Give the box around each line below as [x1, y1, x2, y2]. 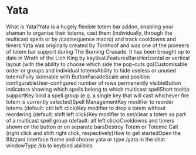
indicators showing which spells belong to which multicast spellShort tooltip [6, 85, 190, 93]
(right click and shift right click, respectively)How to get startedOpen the [6, 129, 181, 136]
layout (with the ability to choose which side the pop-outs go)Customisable [6, 60, 188, 68]
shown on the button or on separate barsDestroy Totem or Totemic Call [6, 123, 178, 130]
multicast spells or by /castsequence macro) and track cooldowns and [6, 35, 176, 42]
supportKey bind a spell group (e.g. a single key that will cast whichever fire [6, 92, 190, 99]
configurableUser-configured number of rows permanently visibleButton [6, 79, 181, 86]
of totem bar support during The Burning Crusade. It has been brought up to [6, 48, 191, 55]
